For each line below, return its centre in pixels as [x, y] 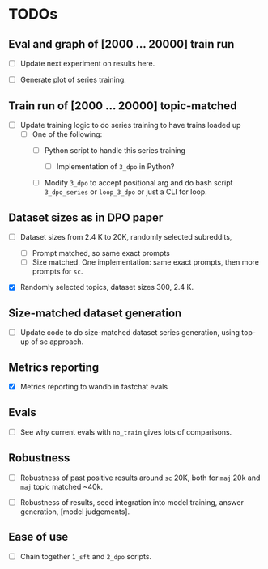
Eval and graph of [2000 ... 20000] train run [121, 44]
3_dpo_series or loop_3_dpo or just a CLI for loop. [126, 192]
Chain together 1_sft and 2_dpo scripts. [86, 556]
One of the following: [67, 134]
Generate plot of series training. [73, 80]
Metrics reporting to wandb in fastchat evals [94, 386]
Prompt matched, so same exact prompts [101, 253]
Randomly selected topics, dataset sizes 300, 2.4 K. [107, 287]
